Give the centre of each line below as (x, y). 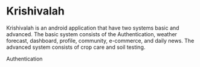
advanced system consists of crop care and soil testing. (76, 47)
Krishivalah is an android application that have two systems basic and (93, 28)
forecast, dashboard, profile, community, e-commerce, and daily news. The (100, 40)
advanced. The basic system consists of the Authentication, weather (92, 34)
